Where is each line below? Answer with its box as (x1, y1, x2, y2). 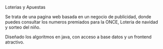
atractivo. (5, 39, 25, 45)
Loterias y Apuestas (5, 4, 46, 10)
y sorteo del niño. (5, 24, 41, 30)
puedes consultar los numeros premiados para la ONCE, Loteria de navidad (5, 19, 159, 25)
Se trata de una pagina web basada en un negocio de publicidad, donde (5, 14, 152, 19)
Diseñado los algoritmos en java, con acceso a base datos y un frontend (5, 34, 152, 40)
